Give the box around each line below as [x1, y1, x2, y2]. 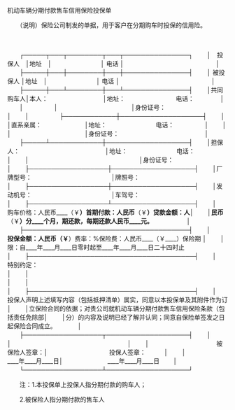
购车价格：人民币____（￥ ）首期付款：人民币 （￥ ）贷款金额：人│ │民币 [7, 208, 224, 216]
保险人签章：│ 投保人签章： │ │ [7, 348, 187, 356]
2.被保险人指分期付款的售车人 [19, 395, 105, 404]
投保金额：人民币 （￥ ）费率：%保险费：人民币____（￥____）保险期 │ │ [7, 234, 225, 243]
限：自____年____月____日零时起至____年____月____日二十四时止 [7, 243, 185, 251]
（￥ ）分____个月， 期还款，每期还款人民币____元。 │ [7, 217, 191, 225]
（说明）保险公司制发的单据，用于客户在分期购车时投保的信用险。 [19, 21, 206, 29]
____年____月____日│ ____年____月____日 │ [7, 357, 178, 365]
